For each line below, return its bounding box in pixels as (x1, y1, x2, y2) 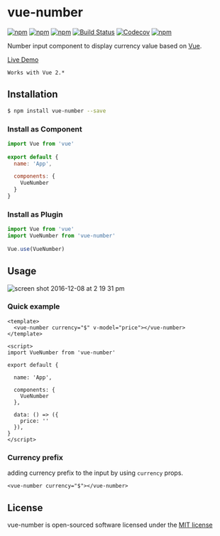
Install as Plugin (7, 209, 63, 219)
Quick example (7, 301, 60, 311)
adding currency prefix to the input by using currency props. (7, 468, 183, 477)
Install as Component (7, 124, 83, 134)
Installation (7, 88, 58, 100)
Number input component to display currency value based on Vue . (7, 41, 202, 50)
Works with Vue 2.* (7, 69, 65, 76)
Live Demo (7, 55, 39, 64)
